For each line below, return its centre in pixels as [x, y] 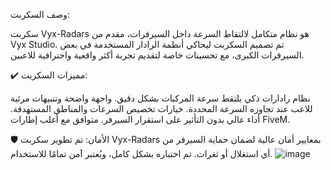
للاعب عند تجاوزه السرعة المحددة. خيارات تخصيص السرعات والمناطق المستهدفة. [161, 108]
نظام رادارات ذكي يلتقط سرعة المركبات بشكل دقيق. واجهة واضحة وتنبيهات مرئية [160, 98]
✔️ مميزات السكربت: [49, 75]
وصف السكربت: [40, 14]
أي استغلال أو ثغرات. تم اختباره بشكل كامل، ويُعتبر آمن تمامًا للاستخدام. [141, 153]
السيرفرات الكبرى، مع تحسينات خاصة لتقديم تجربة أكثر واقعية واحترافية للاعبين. [157, 55]
